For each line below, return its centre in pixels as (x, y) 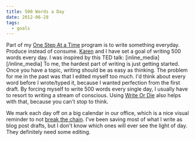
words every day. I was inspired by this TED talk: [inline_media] (83, 57)
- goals (21, 28)
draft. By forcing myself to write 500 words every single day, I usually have (97, 89)
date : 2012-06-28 (27, 17)
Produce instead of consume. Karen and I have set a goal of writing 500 (94, 52)
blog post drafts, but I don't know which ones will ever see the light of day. (97, 126)
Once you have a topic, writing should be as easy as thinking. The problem (97, 70)
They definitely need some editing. (48, 132)
